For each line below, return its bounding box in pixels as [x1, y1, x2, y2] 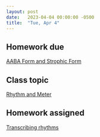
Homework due [6, 42, 64, 52]
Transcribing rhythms [6, 123, 59, 131]
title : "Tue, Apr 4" [6, 20, 60, 26]
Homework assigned [6, 108, 85, 118]
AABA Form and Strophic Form [6, 58, 82, 65]
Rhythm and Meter [6, 91, 52, 98]
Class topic [6, 75, 49, 85]
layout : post [6, 8, 39, 15]
